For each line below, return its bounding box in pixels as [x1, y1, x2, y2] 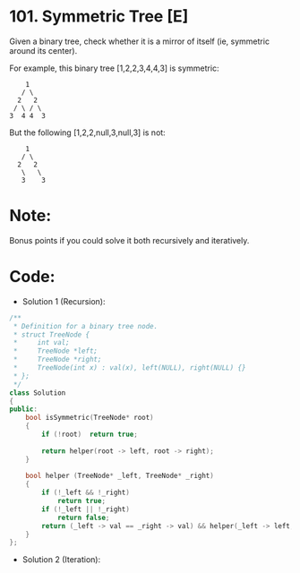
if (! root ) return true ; [41, 430, 139, 440]
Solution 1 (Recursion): [21, 295, 106, 306]
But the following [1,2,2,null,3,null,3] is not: [9, 127, 166, 138]
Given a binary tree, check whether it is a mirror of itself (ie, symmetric [9, 36, 270, 47]
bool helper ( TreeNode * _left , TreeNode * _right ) [25, 472, 215, 481]
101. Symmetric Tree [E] [9, 6, 189, 27]
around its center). [9, 45, 78, 56]
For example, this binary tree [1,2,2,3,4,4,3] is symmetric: [9, 63, 219, 73]
